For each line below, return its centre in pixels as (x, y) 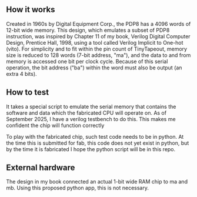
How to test (27, 93)
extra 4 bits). (21, 74)
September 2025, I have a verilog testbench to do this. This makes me (91, 119)
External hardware (41, 168)
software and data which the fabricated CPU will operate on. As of (86, 113)
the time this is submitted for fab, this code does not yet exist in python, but (98, 143)
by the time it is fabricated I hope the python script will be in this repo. (91, 149)
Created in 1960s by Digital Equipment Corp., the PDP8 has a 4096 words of (98, 24)
